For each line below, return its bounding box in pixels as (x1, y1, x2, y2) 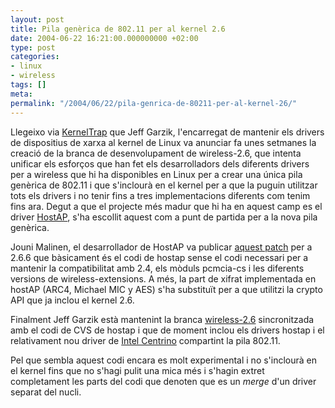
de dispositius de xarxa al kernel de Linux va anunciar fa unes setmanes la (10, 136, 317, 148)
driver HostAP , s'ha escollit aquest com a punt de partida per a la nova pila (10, 211, 318, 223)
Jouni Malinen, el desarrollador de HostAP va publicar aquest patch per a (10, 241, 313, 253)
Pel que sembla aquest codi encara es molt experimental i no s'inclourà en (10, 354, 318, 366)
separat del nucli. (10, 386, 82, 398)
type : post (10, 42, 56, 53)
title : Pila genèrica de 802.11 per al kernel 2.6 (10, 24, 226, 34)
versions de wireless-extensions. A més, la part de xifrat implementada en (10, 272, 317, 285)
